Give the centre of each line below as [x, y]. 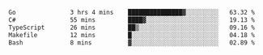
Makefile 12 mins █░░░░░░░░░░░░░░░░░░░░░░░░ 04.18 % [131, 35]
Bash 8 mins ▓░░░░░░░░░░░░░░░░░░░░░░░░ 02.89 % [131, 42]
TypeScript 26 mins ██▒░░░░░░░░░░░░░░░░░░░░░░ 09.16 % [131, 27]
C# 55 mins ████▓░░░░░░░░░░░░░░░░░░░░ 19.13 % [131, 20]
